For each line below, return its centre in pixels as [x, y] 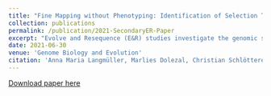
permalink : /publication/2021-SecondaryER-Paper [92, 30]
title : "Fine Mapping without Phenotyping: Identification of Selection [133, 16]
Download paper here [44, 83]
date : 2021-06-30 [38, 46]
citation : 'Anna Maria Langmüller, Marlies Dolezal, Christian [117, 61]
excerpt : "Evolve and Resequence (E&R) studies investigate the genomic [133, 38]
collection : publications [52, 23]
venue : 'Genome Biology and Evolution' [75, 53]
